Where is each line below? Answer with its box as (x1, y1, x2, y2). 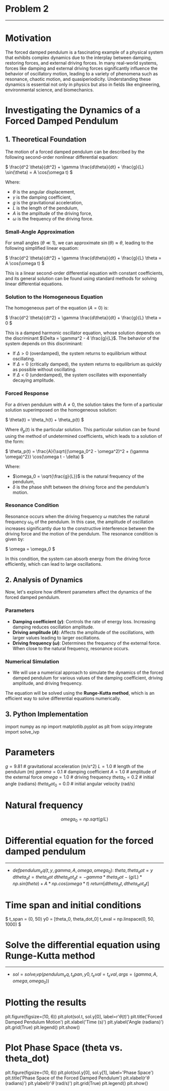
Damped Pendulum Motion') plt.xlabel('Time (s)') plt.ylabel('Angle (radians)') (5, 1019, 164, 1025)
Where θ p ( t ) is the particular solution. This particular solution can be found (5, 426, 160, 434)
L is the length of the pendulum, (12, 205, 79, 211)
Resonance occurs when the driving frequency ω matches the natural (5, 513, 150, 519)
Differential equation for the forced (5, 835, 154, 847)
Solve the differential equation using (5, 939, 160, 950)
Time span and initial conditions (5, 899, 142, 911)
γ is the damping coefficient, (12, 194, 72, 200)
